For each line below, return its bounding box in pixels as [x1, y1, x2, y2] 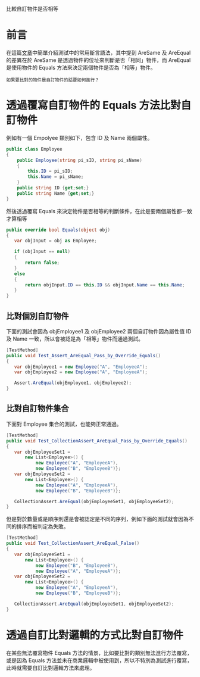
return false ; [24, 260, 60, 266]
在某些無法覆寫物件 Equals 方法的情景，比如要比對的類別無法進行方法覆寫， [6, 649, 192, 656]
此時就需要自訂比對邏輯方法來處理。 [6, 664, 95, 671]
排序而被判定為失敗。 [16, 523, 69, 530]
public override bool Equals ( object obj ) [6, 227, 111, 233]
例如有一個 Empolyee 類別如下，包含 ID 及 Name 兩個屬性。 [6, 134, 153, 141]
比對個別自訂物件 [6, 311, 69, 321]
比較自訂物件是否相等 [6, 5, 58, 12]
